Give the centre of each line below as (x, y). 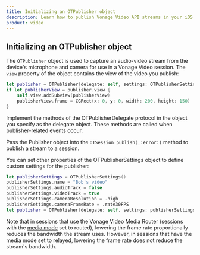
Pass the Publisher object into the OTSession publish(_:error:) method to (97, 142)
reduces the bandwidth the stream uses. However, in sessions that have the (99, 234)
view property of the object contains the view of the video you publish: (93, 74)
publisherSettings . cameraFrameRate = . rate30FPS (68, 204)
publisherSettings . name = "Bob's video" (57, 182)
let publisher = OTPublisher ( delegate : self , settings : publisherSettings (101, 210)
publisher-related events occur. (45, 130)
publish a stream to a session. (43, 148)
